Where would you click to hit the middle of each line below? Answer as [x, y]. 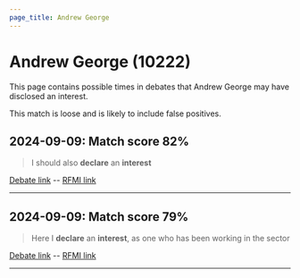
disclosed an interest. [49, 96]
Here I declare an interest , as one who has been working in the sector [160, 239]
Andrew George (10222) [100, 61]
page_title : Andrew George [59, 17]
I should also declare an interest [91, 163]
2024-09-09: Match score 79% [99, 217]
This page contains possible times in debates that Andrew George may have [150, 87]
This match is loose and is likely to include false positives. [115, 114]
